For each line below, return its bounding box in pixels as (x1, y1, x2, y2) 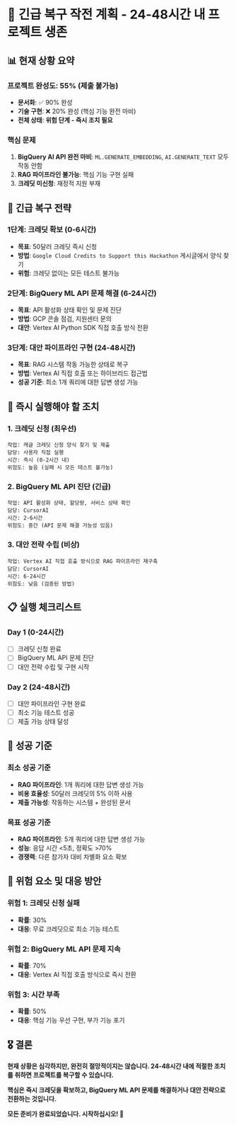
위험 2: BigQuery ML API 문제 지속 (7, 944, 122, 954)
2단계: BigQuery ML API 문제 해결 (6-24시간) (7, 288, 157, 298)
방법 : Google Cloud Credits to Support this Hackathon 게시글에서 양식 (17, 251, 222, 259)
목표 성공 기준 (7, 817, 52, 827)
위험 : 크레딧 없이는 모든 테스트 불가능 (17, 268, 120, 277)
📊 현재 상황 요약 (7, 55, 75, 67)
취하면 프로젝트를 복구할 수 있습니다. (14, 1070, 114, 1080)
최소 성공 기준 (7, 763, 52, 772)
